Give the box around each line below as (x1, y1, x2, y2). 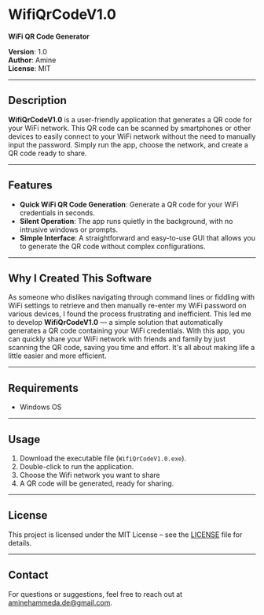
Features (8, 179, 53, 192)
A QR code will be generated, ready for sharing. (19, 479, 174, 488)
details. (8, 538, 32, 547)
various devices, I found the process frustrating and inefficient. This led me (8, 309, 251, 319)
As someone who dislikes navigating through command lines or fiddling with (8, 293, 255, 302)
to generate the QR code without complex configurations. (19, 241, 206, 251)
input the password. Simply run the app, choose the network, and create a (8, 140, 249, 149)
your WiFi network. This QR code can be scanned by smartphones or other (8, 123, 251, 132)
